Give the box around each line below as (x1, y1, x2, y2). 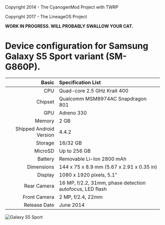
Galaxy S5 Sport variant (5, 51, 104, 62)
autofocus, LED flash (58, 185, 107, 192)
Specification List (58, 79, 101, 85)
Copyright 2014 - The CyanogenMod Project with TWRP (5, 4, 119, 10)
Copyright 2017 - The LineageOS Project (5, 14, 87, 19)
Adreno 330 (58, 109, 87, 116)
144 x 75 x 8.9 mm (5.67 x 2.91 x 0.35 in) (58, 163, 157, 170)
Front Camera (23, 194, 55, 200)
